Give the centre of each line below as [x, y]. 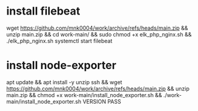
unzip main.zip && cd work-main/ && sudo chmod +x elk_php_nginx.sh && [99, 34]
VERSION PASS [102, 101]
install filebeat [43, 11]
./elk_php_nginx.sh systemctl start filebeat [59, 41]
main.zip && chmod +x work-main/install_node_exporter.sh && [84, 95]
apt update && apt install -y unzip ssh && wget [64, 82]
